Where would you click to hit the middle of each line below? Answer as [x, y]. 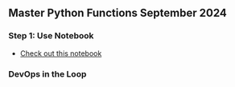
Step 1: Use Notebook [51, 36]
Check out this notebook [61, 53]
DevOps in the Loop [47, 73]
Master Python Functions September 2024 [117, 13]
